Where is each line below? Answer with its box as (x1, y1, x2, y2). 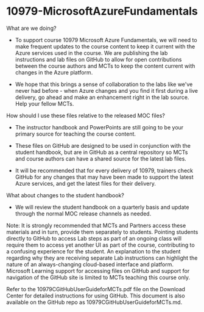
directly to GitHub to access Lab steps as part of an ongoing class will (6, 234, 181, 242)
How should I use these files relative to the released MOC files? (6, 112, 166, 119)
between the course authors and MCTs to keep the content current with (15, 62, 195, 70)
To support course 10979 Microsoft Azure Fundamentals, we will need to (15, 36, 197, 43)
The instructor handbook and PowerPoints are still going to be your (15, 123, 184, 131)
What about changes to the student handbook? (6, 191, 125, 199)
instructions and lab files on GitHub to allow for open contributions (15, 56, 182, 63)
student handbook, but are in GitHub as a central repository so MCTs (15, 148, 188, 156)
